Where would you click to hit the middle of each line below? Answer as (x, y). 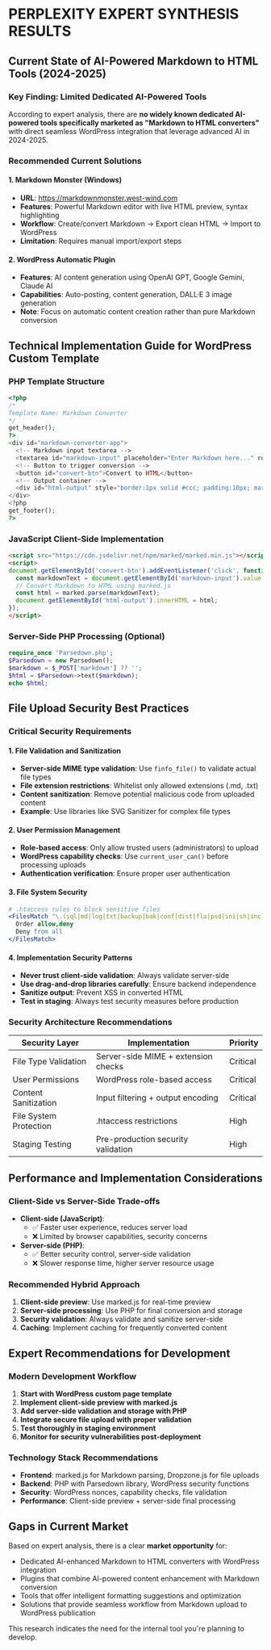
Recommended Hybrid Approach (74, 1285)
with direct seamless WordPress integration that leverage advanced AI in (129, 131)
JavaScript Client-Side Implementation (86, 539)
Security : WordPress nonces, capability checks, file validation (123, 1493)
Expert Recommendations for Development (119, 1353)
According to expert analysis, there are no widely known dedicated (121, 114)
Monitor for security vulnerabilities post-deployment (110, 1437)
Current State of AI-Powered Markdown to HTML (133, 61)
